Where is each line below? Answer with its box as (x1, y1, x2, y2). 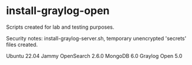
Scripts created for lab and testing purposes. (6, 23, 114, 30)
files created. (6, 41, 38, 48)
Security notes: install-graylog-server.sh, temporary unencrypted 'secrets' (6, 35, 187, 42)
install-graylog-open (6, 4, 110, 18)
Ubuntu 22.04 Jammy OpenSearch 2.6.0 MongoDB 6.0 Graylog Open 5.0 (6, 52, 183, 59)
